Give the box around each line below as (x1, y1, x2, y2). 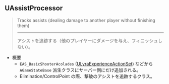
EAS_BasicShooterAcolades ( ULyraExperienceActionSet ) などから (19, 60, 153, 66)
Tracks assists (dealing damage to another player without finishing (17, 17, 156, 23)
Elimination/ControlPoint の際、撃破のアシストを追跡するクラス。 (19, 73, 155, 79)
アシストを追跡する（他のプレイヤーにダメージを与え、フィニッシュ (17, 37, 158, 43)
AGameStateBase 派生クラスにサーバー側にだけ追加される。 (19, 67, 141, 73)
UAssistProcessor (5, 4, 63, 12)
